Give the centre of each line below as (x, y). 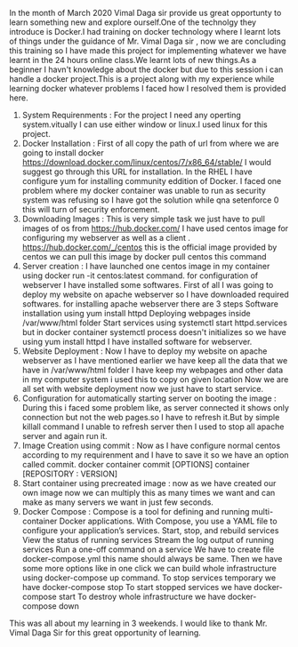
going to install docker (63, 153)
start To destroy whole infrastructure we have (142, 596)
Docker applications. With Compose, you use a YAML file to (168, 521)
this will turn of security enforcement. (91, 209)
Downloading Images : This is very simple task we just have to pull (143, 219)
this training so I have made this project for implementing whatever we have (148, 51)
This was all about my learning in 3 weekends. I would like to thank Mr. (138, 623)
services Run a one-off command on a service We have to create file (148, 549)
